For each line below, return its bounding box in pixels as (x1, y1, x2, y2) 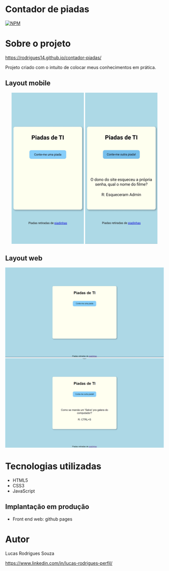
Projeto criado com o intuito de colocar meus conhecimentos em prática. (5, 64, 156, 70)
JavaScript (12, 488, 35, 494)
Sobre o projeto (5, 38, 71, 49)
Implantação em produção (5, 502, 90, 511)
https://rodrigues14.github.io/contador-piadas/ (5, 54, 102, 60)
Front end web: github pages (12, 516, 73, 522)
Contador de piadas (5, 4, 90, 15)
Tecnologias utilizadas (5, 461, 102, 472)
